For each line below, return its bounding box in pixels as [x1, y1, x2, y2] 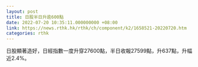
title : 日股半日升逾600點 [6, 14, 64, 20]
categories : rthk [6, 31, 49, 36]
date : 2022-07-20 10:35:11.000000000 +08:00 [6, 19, 118, 25]
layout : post [6, 8, 39, 15]
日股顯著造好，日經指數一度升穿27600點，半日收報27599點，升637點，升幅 [6, 48, 193, 55]
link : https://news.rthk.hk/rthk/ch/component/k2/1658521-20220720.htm [6, 25, 187, 31]
